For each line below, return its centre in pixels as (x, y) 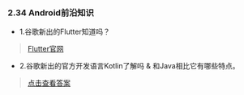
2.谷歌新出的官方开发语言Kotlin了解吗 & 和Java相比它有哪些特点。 (129, 66)
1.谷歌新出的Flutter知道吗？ (64, 32)
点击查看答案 (49, 83)
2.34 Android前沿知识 (51, 12)
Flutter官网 (45, 49)
